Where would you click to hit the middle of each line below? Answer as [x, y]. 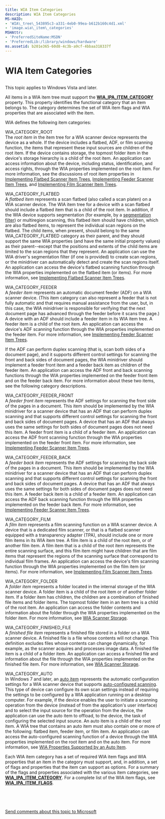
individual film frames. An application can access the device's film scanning [82, 561]
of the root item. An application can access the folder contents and [73, 607]
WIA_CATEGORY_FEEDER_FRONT [39, 395]
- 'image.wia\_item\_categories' [39, 28]
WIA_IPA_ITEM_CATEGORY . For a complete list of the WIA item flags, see [80, 778]
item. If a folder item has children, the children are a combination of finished [82, 597]
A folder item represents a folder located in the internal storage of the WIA [80, 587]
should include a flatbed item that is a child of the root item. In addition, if [79, 210]
